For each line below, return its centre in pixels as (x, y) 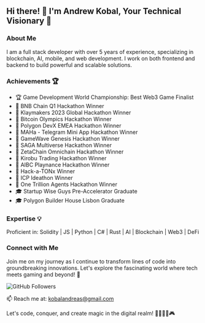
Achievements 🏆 (33, 81)
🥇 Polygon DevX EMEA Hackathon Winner (68, 125)
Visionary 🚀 (29, 21)
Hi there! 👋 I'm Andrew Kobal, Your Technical (94, 11)
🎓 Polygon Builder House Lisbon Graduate (70, 200)
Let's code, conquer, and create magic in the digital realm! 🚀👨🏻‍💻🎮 (91, 313)
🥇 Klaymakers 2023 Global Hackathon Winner (73, 112)
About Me (21, 39)
